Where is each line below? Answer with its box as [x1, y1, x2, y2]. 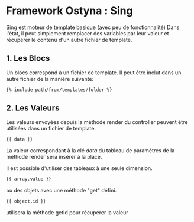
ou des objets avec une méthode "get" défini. [6, 187, 117, 194]
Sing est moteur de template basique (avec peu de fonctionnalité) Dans [6, 24, 180, 31]
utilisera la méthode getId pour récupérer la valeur [6, 209, 128, 216]
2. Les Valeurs [6, 103, 60, 113]
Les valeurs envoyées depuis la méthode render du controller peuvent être [6, 119, 188, 126]
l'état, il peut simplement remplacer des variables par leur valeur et [6, 30, 169, 37]
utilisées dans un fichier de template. [6, 125, 96, 132]
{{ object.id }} [6, 198, 46, 204]
